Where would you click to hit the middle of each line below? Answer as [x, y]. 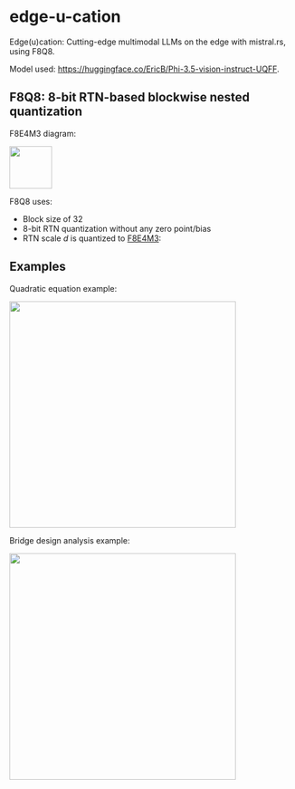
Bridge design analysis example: [70, 540]
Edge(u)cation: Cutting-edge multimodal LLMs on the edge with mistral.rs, [148, 42]
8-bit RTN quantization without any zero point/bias [117, 228]
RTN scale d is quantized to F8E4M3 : [92, 238]
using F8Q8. [32, 51]
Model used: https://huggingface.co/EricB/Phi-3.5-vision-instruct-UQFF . [144, 69]
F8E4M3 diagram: [43, 133]
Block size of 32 [52, 218]
